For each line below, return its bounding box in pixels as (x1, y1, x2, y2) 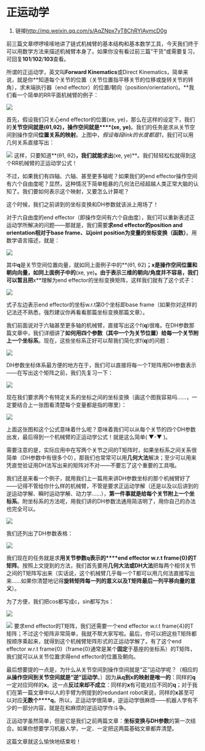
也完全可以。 (6, 505, 38, 512)
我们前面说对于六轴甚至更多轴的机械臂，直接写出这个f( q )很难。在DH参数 (6, 321, 189, 329)
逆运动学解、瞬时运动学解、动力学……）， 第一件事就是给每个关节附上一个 (6, 490, 190, 497)
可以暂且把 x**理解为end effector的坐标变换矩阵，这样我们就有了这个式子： (6, 276, 195, 283)
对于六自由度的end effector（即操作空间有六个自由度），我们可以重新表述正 (6, 214, 195, 221)
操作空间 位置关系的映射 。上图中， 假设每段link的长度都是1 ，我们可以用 (16, 131, 194, 138)
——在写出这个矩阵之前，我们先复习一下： (6, 368, 113, 376)
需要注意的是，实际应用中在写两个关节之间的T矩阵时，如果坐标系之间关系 (6, 446, 192, 454)
